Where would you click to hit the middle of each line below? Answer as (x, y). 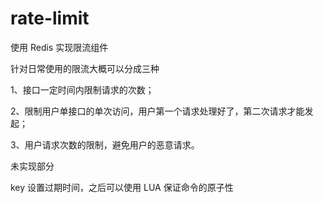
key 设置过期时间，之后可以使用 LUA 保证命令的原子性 (122, 187)
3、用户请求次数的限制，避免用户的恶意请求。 (105, 144)
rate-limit (50, 18)
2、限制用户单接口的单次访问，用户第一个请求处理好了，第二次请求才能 (157, 111)
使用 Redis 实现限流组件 (59, 47)
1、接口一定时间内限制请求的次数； (82, 89)
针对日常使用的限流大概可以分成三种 (85, 68)
